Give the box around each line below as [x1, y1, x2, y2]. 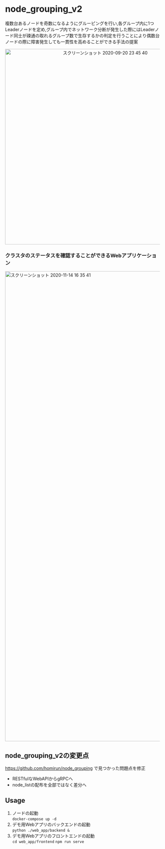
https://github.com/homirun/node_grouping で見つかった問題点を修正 [5, 765, 146, 771]
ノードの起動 [12, 810, 38, 816]
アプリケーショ [121, 252, 157, 259]
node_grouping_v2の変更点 [5, 751, 89, 759]
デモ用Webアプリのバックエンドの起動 [12, 821, 91, 827]
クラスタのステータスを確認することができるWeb [5, 252, 122, 259]
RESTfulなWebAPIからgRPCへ [12, 776, 73, 782]
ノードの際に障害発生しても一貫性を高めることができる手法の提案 [5, 38, 138, 45]
